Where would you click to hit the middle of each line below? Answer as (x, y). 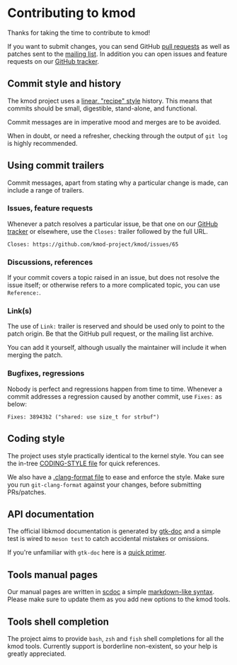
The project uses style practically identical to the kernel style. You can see (116, 455)
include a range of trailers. (46, 190)
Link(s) (19, 311)
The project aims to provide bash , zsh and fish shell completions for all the (116, 638)
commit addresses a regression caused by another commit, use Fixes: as (115, 396)
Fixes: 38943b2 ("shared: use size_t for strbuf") (83, 417)
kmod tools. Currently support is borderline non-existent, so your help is (112, 646)
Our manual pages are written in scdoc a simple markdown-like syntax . (111, 592)
